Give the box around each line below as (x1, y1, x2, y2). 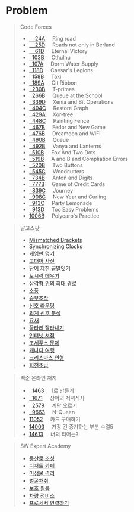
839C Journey (31, 187, 74, 194)
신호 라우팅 (28, 302, 55, 309)
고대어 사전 (28, 257, 55, 264)
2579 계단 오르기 (31, 402, 78, 409)
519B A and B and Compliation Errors (31, 155, 128, 162)
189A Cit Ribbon (31, 79, 78, 86)
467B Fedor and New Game (31, 123, 106, 131)
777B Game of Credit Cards (31, 180, 105, 188)
